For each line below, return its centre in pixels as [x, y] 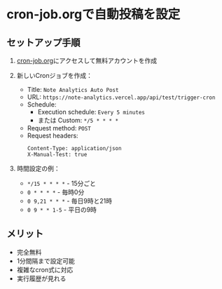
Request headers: [53, 135]
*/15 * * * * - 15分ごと [61, 183]
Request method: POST [59, 128]
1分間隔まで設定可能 [46, 261]
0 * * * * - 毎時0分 [56, 192]
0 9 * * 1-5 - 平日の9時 [62, 210]
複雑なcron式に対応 [45, 269]
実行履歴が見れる [41, 278]
